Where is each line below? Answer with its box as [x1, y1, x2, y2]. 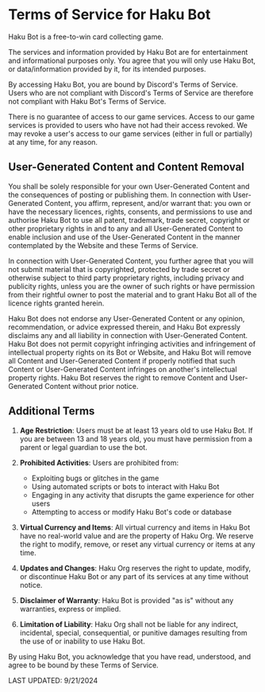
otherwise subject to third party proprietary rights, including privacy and [8, 273, 244, 282]
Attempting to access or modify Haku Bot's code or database [31, 507, 232, 516]
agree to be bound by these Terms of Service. [8, 660, 159, 670]
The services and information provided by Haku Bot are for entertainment [8, 47, 248, 56]
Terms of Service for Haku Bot [8, 6, 211, 24]
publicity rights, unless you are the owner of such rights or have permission [8, 281, 255, 291]
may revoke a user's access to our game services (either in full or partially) [8, 129, 253, 138]
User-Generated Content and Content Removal [8, 161, 244, 174]
